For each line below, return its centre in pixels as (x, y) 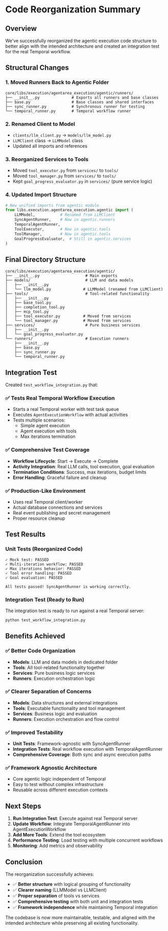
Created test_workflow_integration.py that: (52, 385)
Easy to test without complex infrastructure (58, 785)
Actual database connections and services (58, 507)
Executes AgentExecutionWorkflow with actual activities (70, 415)
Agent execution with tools (48, 431)
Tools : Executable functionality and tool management (69, 708)
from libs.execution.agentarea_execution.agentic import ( (69, 210)
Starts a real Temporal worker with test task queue (66, 409)
